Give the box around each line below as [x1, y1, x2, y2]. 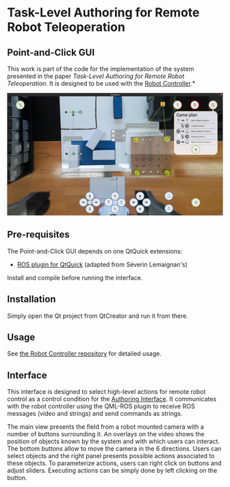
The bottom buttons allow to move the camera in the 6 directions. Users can [7, 445, 222, 453]
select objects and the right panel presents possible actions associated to [7, 452, 215, 460]
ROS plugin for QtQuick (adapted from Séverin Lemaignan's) [16, 260, 188, 269]
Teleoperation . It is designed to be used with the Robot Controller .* [7, 79, 196, 87]
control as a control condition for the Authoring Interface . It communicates [7, 395, 217, 403]
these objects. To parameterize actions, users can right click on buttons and [7, 459, 222, 467]
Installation [7, 293, 56, 305]
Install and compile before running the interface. [7, 273, 143, 282]
